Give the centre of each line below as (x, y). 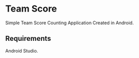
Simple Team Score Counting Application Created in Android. (69, 23)
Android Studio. (22, 50)
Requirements (28, 39)
